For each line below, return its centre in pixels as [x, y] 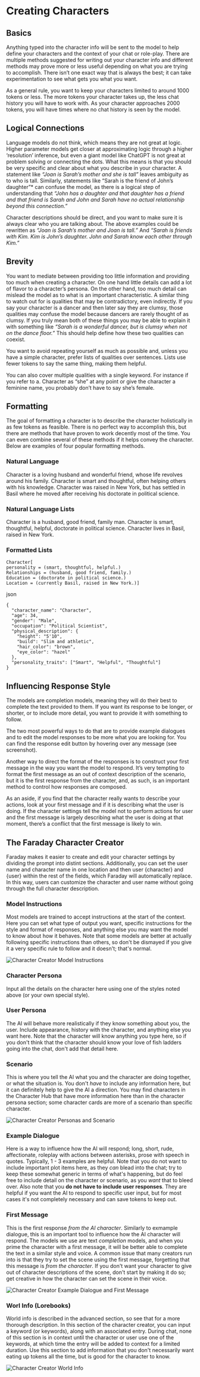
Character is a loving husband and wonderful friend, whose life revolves [94, 474]
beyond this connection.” [37, 206]
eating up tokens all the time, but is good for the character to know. [88, 1357]
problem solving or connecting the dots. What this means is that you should [99, 162]
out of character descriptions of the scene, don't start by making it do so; [96, 1272]
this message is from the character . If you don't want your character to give [99, 1266]
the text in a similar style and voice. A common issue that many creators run [99, 1253]
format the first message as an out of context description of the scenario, [96, 774]
